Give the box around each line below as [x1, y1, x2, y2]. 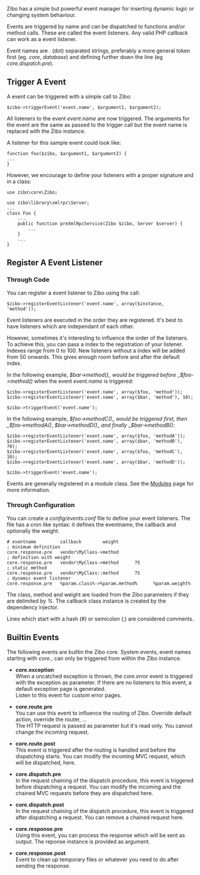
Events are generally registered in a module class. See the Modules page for [7, 480, 194, 487]
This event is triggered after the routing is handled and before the [15, 746, 176, 753]
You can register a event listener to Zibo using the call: [7, 289, 140, 296]
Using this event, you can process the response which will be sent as [15, 831, 185, 839]
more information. [7, 486, 51, 494]
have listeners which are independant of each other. [7, 322, 135, 330]
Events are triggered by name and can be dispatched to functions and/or [7, 23, 185, 30]
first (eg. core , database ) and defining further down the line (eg [7, 54, 163, 60]
